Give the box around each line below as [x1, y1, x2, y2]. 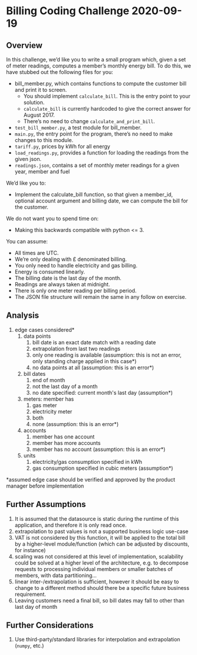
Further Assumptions [6, 499, 87, 509]
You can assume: [6, 238, 48, 245]
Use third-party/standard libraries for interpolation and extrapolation [14, 636, 180, 643]
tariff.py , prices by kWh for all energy [14, 143, 110, 150]
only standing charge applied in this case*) [32, 357, 137, 364]
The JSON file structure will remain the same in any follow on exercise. [14, 293, 187, 300]
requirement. [14, 591, 46, 598]
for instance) [14, 546, 46, 554]
